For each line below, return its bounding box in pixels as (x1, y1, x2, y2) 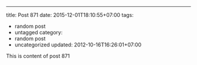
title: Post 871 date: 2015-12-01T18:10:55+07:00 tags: (6, 12, 134, 18)
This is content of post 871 (6, 53, 70, 59)
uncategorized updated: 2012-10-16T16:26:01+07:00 (14, 41, 142, 48)
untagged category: (14, 29, 63, 35)
